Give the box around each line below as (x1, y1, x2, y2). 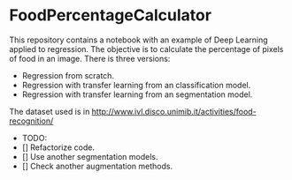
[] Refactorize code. (21, 142, 96, 153)
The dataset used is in (9, 106, 90, 116)
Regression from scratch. (21, 70, 115, 80)
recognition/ (9, 116, 54, 126)
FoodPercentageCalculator (9, 5, 212, 26)
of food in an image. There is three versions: (9, 53, 171, 64)
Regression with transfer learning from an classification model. (21, 79, 251, 90)
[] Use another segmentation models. (21, 151, 158, 161)
